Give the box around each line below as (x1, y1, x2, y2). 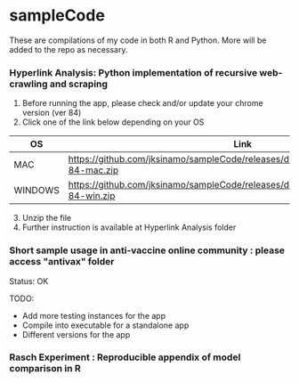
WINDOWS (13, 184, 60, 197)
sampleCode (9, 5, 105, 26)
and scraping (49, 77, 109, 90)
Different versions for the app (21, 329, 131, 339)
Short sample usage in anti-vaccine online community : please (9, 244, 286, 257)
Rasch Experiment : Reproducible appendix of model (9, 351, 241, 363)
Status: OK (9, 275, 49, 286)
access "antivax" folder (9, 256, 115, 268)
